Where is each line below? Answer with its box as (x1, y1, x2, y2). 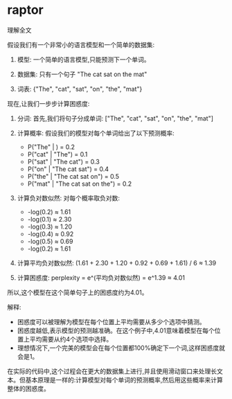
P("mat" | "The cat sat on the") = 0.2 (27, 179, 132, 188)
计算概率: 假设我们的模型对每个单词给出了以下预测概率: (17, 129, 175, 137)
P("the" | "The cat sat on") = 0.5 (27, 172, 120, 180)
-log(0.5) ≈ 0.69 (27, 237, 73, 245)
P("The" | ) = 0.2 (27, 143, 75, 151)
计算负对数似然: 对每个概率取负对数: (17, 193, 120, 202)
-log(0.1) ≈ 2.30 (27, 215, 72, 223)
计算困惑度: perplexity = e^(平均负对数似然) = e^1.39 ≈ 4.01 (17, 273, 186, 282)
